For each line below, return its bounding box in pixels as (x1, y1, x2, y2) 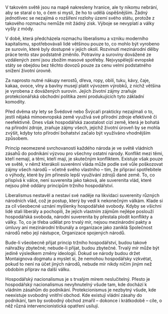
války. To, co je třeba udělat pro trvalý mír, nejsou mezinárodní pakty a (5, 219, 151, 225)
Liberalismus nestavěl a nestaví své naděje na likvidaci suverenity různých (5, 193, 160, 198)
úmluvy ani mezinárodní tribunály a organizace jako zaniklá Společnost (5, 224, 153, 230)
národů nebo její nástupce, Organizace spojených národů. (5, 230, 126, 236)
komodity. (5, 99, 26, 105)
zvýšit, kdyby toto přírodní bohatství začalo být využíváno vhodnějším (5, 130, 151, 136)
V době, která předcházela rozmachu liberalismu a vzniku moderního (5, 35, 149, 41)
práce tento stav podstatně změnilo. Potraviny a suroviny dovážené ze (5, 51, 151, 57)
